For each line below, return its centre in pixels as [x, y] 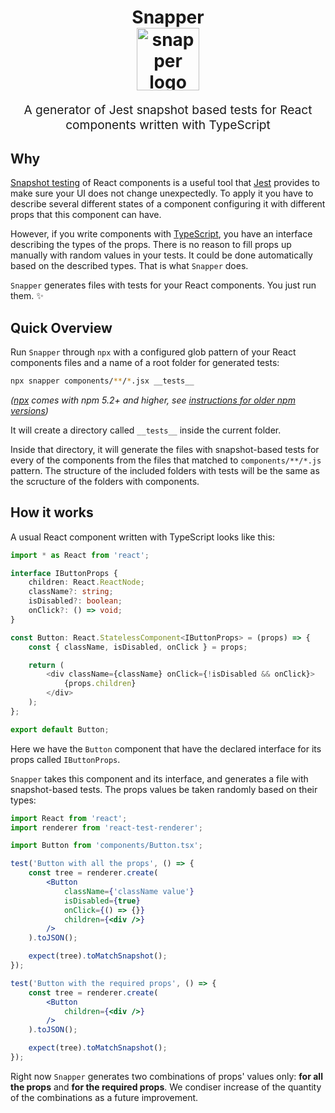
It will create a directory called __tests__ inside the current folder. [146, 430]
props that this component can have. [86, 215]
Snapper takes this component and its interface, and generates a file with [159, 778]
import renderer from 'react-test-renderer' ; [106, 827]
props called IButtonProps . [65, 759]
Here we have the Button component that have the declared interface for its [166, 748]
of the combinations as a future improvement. [104, 1097]
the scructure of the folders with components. [105, 481]
